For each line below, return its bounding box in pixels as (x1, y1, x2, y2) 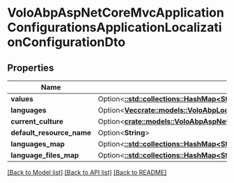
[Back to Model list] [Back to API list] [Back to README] (7, 168, 167, 176)
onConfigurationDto (7, 35, 126, 50)
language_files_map (10, 150, 79, 160)
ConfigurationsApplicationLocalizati (7, 19, 222, 35)
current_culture (10, 116, 64, 126)
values (10, 94, 33, 103)
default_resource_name (10, 128, 92, 137)
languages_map (10, 139, 65, 148)
